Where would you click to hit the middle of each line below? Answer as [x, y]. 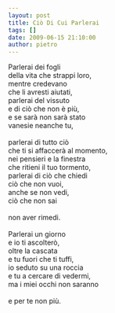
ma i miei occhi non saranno [54, 285]
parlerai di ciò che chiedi [48, 176]
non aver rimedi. [34, 218]
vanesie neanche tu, [41, 126]
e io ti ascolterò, [34, 243]
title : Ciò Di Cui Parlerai [54, 23]
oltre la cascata [33, 251]
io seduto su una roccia [46, 267]
